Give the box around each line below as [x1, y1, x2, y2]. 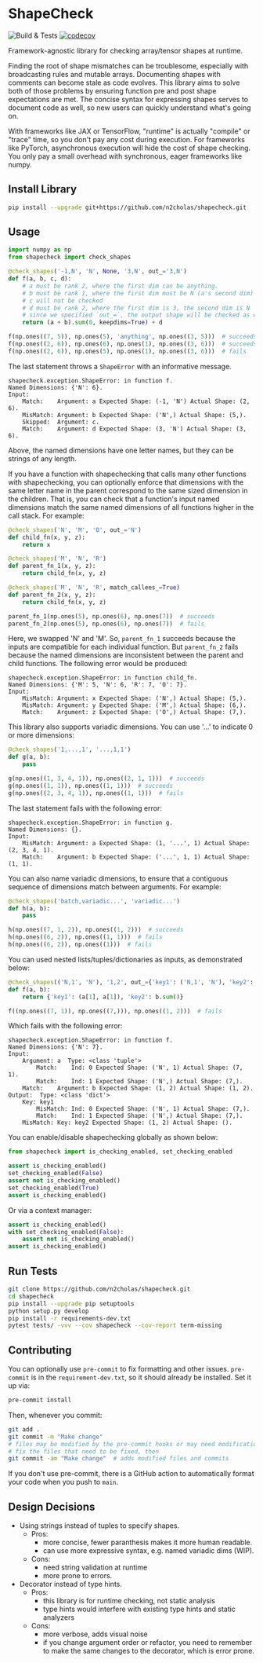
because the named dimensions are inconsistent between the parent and [8, 650, 244, 660]
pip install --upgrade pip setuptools [8, 1299, 135, 1308]
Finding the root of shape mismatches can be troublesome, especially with [8, 60, 249, 71]
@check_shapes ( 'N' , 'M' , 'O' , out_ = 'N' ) [8, 526, 142, 534]
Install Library [8, 182, 77, 196]
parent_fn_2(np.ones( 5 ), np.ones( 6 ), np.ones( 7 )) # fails [8, 620, 205, 628]
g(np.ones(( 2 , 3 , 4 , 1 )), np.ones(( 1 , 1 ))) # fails [8, 789, 184, 797]
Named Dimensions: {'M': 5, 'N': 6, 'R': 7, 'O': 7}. [8, 681, 188, 689]
